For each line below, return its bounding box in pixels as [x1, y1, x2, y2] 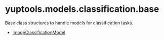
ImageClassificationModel [12, 29, 66, 35]
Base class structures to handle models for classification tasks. [5, 20, 133, 26]
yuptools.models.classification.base [5, 3, 160, 15]
